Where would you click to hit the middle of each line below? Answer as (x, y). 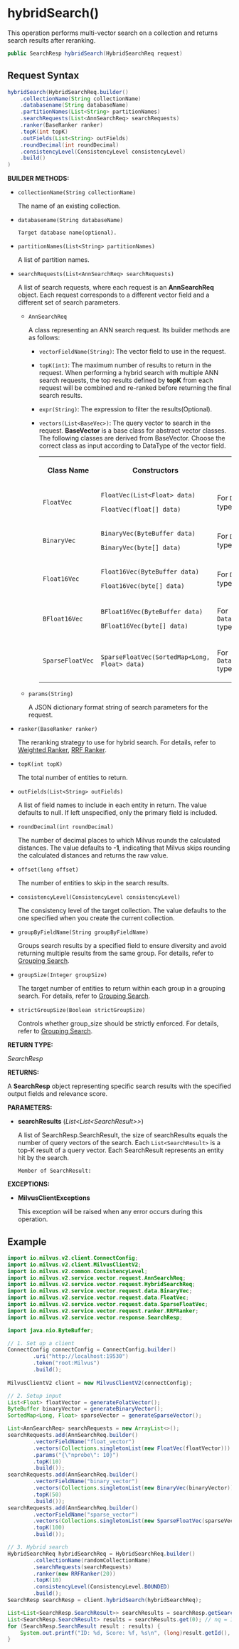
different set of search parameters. (69, 302)
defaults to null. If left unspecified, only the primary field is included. (117, 813)
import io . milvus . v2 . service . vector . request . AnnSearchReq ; (97, 1278)
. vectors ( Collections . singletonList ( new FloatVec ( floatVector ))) (132, 1448)
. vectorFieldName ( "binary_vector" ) (86, 1482)
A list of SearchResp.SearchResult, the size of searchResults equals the (122, 1135)
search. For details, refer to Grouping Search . (84, 996)
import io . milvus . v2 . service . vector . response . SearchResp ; (95, 1317)
